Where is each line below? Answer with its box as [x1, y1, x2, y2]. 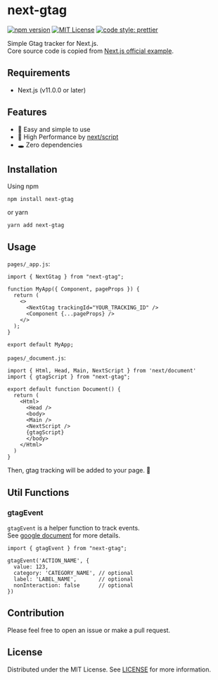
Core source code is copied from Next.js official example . [7, 47, 174, 55]
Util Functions [7, 486, 70, 499]
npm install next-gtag [7, 196, 74, 203]
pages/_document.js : [7, 353, 66, 362]
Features [7, 107, 47, 119]
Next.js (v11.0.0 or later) [17, 85, 86, 94]
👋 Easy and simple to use [17, 125, 91, 133]
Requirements [7, 67, 70, 79]
